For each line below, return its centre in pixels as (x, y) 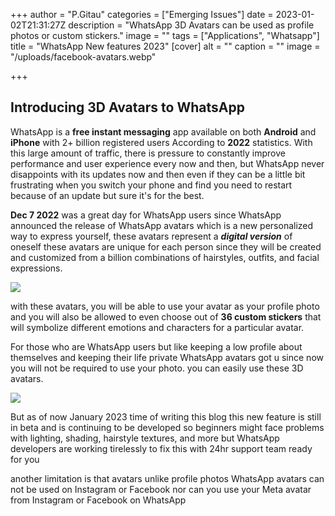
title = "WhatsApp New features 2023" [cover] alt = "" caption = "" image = (165, 46)
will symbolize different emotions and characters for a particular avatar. (157, 327)
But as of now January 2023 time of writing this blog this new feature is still (166, 416)
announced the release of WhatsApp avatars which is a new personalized (162, 225)
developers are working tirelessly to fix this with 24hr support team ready (161, 448)
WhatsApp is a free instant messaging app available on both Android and (163, 131)
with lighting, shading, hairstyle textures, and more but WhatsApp (145, 438)
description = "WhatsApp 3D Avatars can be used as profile (191, 25)
